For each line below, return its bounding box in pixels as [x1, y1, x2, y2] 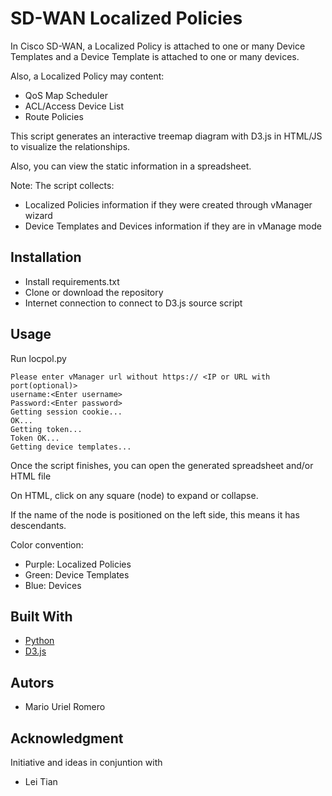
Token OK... [10, 433, 60, 443]
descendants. [10, 519, 67, 531]
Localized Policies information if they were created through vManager [24, 198, 313, 211]
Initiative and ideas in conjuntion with [10, 757, 163, 768]
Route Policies [24, 110, 84, 122]
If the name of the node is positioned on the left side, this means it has [10, 508, 300, 521]
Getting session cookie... [10, 407, 123, 417]
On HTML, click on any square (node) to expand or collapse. [10, 489, 259, 501]
